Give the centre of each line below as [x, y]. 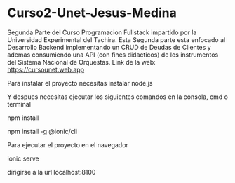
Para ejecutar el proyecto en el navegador [68, 144]
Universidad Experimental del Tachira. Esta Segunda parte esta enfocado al [116, 39]
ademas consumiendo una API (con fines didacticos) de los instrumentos [113, 55]
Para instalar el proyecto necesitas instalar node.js [80, 83]
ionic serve [23, 158]
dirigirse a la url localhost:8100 [52, 172]
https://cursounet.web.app [46, 69]
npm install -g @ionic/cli [42, 131]
